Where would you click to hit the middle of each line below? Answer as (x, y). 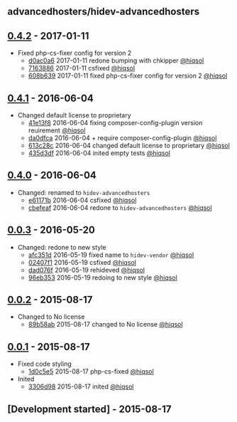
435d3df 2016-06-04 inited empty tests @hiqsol (99, 153)
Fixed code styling (45, 364)
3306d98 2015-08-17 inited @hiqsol (81, 386)
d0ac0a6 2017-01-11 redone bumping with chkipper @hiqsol (116, 60)
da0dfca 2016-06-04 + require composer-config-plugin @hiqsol (122, 138)
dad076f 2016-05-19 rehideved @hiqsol (87, 270)
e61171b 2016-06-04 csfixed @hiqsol (82, 200)
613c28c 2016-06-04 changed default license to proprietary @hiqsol (129, 146)
